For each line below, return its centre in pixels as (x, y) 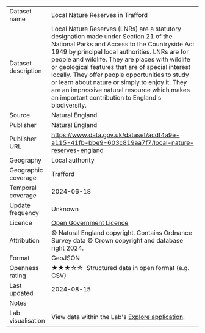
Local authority (73, 160)
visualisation (27, 320)
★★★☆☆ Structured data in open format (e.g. (120, 268)
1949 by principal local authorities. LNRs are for (120, 52)
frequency (24, 213)
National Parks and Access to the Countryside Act (123, 44)
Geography (25, 160)
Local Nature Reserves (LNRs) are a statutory (116, 29)
